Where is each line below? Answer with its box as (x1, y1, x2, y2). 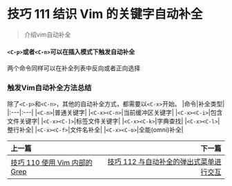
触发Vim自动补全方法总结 (7, 83, 92, 93)
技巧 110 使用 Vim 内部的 (10, 158, 93, 167)
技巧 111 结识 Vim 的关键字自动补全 (7, 6, 203, 22)
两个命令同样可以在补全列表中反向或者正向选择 (7, 64, 140, 72)
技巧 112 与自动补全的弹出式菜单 (107, 157, 215, 167)
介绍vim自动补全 (23, 30, 71, 39)
